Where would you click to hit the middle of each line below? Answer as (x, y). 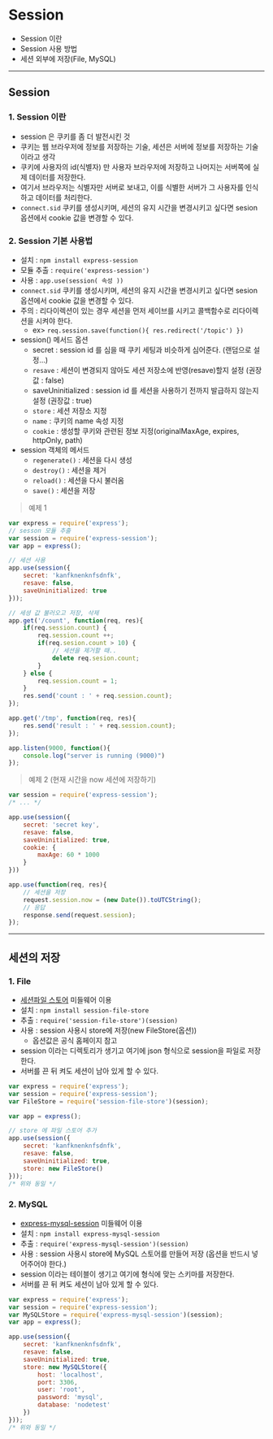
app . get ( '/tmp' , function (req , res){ (72, 718)
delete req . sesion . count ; (95, 658)
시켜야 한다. (54, 321)
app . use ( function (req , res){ (58, 885)
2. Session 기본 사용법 (51, 241)
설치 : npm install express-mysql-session (90, 1233)
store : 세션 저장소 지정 (69, 410)
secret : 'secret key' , (61, 825)
